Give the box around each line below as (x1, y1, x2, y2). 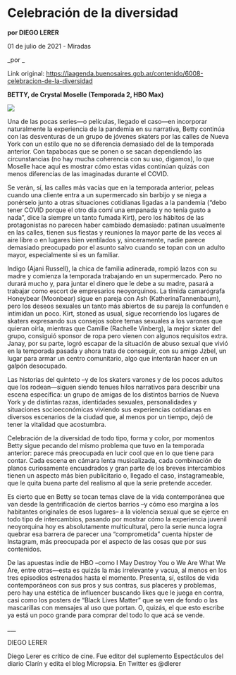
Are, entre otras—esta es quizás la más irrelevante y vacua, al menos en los (7, 566, 228, 574)
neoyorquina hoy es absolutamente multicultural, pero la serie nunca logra (7, 522, 223, 531)
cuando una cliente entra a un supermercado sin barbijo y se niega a (7, 190, 207, 199)
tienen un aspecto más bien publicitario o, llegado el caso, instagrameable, (7, 471, 225, 480)
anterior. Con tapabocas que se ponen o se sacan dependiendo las (7, 147, 202, 156)
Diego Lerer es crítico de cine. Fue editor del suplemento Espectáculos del (7, 652, 224, 660)
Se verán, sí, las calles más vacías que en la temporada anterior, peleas (7, 183, 215, 192)
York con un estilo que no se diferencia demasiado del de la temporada (7, 140, 214, 148)
